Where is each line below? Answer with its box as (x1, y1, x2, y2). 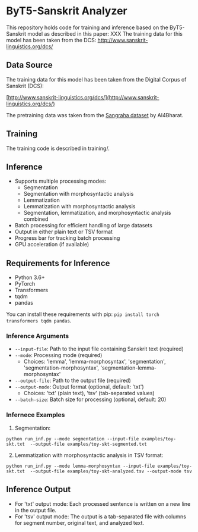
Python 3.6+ (14, 274, 46, 281)
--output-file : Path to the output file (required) (14, 377, 132, 384)
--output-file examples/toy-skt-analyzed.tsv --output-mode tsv (30, 468, 193, 474)
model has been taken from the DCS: (6, 36, 97, 43)
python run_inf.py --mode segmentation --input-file (6, 436, 139, 442)
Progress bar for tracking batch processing (14, 234, 120, 242)
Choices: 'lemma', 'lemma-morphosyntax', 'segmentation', (23, 358, 166, 365)
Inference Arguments (6, 332, 69, 340)
